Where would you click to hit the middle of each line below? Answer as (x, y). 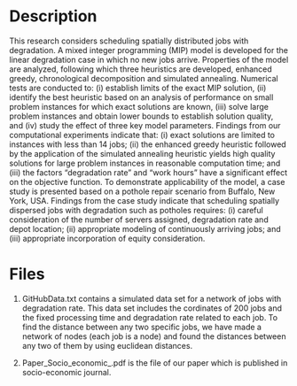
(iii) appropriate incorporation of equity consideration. (107, 238)
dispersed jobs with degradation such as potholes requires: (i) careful (136, 210)
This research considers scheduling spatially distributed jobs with (129, 41)
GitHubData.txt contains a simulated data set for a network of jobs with (152, 298)
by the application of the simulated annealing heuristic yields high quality (142, 153)
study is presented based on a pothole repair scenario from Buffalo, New (142, 191)
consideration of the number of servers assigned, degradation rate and (139, 220)
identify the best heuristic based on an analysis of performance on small (141, 97)
